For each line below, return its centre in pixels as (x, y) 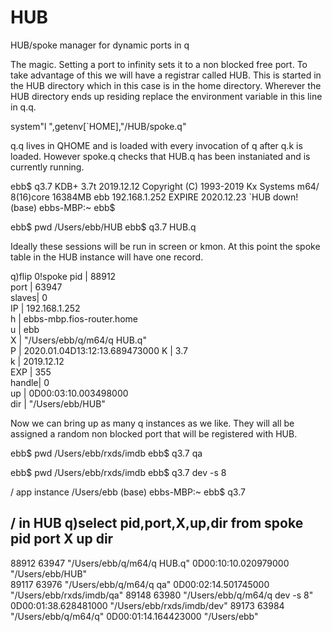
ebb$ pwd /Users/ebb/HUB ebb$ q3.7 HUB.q (103, 227)
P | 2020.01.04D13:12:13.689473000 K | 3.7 (99, 350)
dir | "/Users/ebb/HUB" (58, 403)
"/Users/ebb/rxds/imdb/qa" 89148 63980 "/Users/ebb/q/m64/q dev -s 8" (162, 595)
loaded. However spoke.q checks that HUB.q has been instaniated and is (160, 156)
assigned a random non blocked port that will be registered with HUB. (154, 433)
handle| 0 (30, 382)
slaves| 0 (29, 297)
